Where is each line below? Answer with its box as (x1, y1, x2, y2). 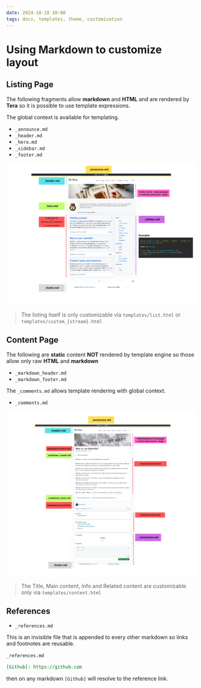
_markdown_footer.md (14, 376, 67, 382)
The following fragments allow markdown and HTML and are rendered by (6, 95, 190, 102)
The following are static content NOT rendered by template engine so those (6, 351, 194, 358)
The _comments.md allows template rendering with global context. (6, 387, 166, 394)
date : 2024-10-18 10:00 (6, 10, 66, 16)
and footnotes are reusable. (6, 640, 75, 647)
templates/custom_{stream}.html (20, 318, 102, 324)
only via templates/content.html (20, 589, 102, 596)
